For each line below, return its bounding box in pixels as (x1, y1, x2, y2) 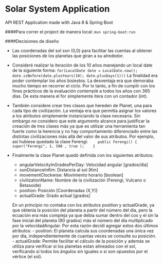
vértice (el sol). (12, 253, 42, 259)
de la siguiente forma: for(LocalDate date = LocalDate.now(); (12, 67, 138, 73)
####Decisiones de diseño (5, 38, 59, 44)
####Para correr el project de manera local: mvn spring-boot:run (5, 29, 136, 34)
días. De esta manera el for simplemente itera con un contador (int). (12, 93, 148, 99)
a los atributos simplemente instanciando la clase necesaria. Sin (12, 113, 141, 118)
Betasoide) (19, 182, 41, 188)
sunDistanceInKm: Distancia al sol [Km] (19, 166, 99, 173)
